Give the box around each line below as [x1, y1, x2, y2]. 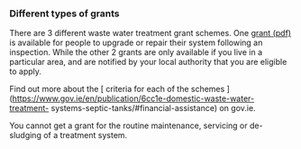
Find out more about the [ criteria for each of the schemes [9, 84, 225, 95]
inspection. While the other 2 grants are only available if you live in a [9, 47, 263, 58]
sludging [9, 130, 42, 141]
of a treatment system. [43, 130, 128, 141]
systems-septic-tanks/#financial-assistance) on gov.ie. [50, 103, 256, 114]
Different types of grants [9, 7, 120, 20]
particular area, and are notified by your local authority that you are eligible [9, 57, 287, 68]
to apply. [9, 66, 42, 77]
